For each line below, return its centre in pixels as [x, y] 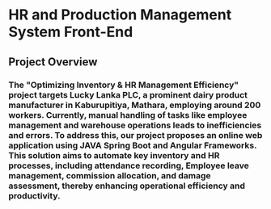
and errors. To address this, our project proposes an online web [135, 135]
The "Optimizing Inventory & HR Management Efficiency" [124, 85]
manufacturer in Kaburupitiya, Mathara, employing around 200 [135, 105]
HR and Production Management [120, 15]
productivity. [34, 195]
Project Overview [53, 62]
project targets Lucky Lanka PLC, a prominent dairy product [128, 94]
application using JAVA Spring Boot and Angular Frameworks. [133, 145]
